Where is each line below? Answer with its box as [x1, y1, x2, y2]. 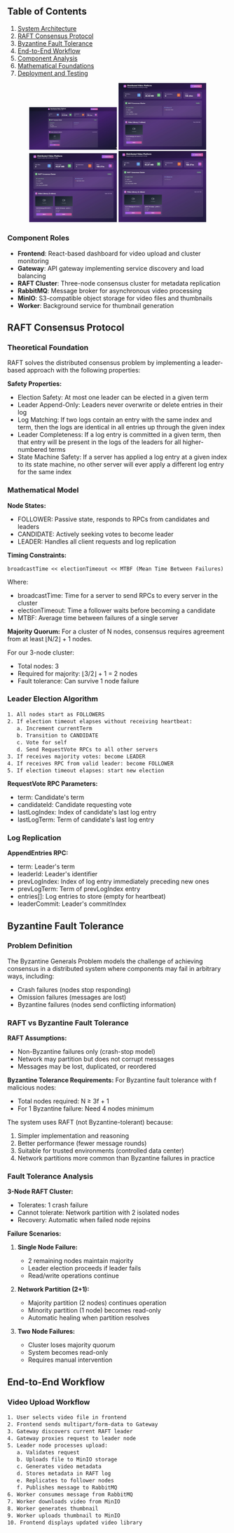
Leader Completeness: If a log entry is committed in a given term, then [17, 431, 221, 439]
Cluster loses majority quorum [27, 1341, 116, 1349]
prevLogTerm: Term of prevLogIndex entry [17, 885, 141, 893]
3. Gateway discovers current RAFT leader [7, 1428, 133, 1435]
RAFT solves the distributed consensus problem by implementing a [7, 359, 201, 367]
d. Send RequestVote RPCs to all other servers [16, 746, 158, 753]
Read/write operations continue [27, 1271, 119, 1280]
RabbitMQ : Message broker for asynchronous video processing [17, 286, 202, 295]
